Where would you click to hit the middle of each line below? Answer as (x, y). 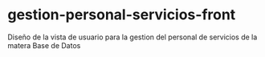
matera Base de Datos (44, 45)
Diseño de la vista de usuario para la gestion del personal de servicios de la (132, 37)
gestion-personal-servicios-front (122, 15)
